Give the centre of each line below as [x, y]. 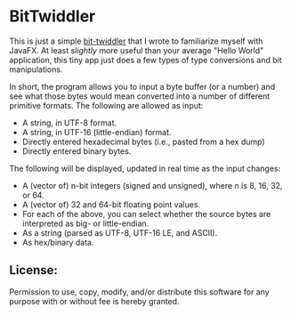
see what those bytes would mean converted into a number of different [140, 96]
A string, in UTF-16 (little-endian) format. [97, 132]
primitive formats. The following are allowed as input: [106, 105]
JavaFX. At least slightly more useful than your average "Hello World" [137, 50]
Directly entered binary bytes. [77, 151]
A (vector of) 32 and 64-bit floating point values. [111, 204]
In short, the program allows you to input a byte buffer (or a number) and [142, 86]
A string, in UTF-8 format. [69, 123]
